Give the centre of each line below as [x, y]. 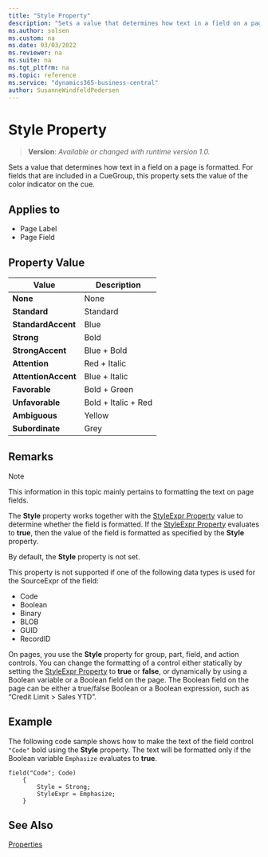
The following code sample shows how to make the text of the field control [131, 741]
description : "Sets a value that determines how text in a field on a [128, 23]
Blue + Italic [106, 376]
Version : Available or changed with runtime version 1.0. [119, 152]
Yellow [97, 415]
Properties [26, 844]
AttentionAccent [45, 376]
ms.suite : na [30, 61]
